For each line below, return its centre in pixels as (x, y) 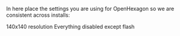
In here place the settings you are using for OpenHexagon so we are (90, 9)
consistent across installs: (38, 15)
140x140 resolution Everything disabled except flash (71, 27)
